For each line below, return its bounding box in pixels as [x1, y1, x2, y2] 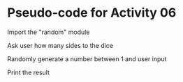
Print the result [7, 68, 50, 76]
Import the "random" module [7, 28, 90, 36]
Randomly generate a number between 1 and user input [7, 54, 167, 63]
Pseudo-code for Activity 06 [7, 5, 177, 21]
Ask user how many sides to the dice [7, 41, 114, 49]
